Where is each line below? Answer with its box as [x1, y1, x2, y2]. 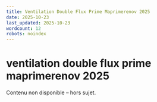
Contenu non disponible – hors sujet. [6, 89, 96, 96]
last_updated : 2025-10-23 [6, 20, 70, 26]
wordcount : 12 [6, 25, 42, 32]
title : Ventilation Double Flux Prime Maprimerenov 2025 [6, 8, 150, 15]
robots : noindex [6, 31, 46, 37]
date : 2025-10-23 [6, 14, 49, 20]
